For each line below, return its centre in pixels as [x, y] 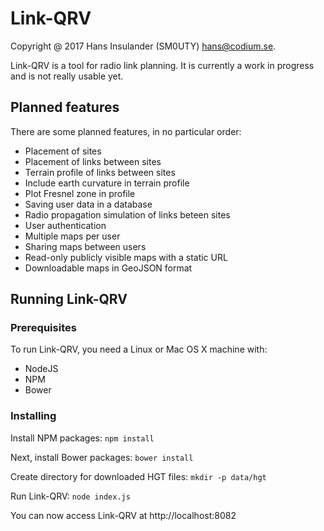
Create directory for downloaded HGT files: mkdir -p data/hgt [138, 476]
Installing [33, 416]
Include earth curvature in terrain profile [107, 183]
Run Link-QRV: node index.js [70, 496]
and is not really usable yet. [67, 76]
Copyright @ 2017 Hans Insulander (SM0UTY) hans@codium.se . [143, 46]
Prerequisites [43, 328]
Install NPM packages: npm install [82, 438]
